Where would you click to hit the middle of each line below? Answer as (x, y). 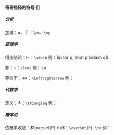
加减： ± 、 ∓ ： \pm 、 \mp (28, 32)
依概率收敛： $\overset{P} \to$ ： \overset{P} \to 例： (58, 128)
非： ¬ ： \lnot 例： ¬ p (26, 67)
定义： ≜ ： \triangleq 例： (31, 103)
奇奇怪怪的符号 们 (22, 7)
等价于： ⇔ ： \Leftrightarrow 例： (39, 78)
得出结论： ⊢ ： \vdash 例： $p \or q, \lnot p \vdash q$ (57, 57)
